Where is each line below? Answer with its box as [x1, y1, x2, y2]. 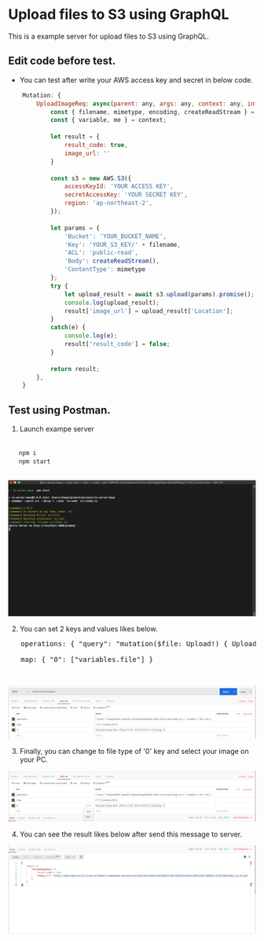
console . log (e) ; [64, 332, 118, 340]
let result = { [49, 133, 101, 141]
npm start [18, 458, 51, 465]
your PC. [19, 755, 49, 764]
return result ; [49, 365, 101, 373]
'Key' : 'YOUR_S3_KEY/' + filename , [64, 241, 181, 248]
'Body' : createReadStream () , [64, 257, 159, 265]
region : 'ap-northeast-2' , [64, 199, 153, 208]
